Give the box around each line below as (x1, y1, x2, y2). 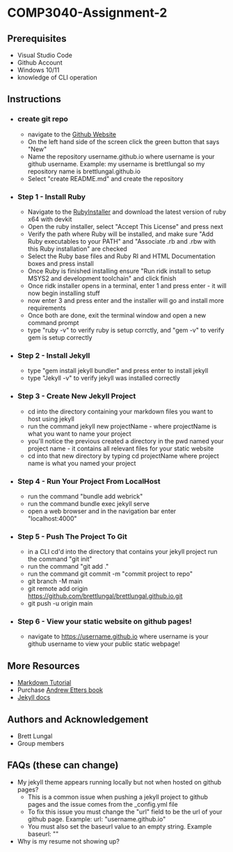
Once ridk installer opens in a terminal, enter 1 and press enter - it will (27, 281, 227, 290)
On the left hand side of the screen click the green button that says (27, 137, 220, 145)
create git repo (17, 114, 68, 124)
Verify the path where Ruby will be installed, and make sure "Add (27, 230, 214, 238)
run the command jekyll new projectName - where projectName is (27, 422, 217, 430)
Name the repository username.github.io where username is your (27, 152, 215, 161)
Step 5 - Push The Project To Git (17, 531, 127, 541)
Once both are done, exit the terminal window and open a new (27, 311, 207, 319)
